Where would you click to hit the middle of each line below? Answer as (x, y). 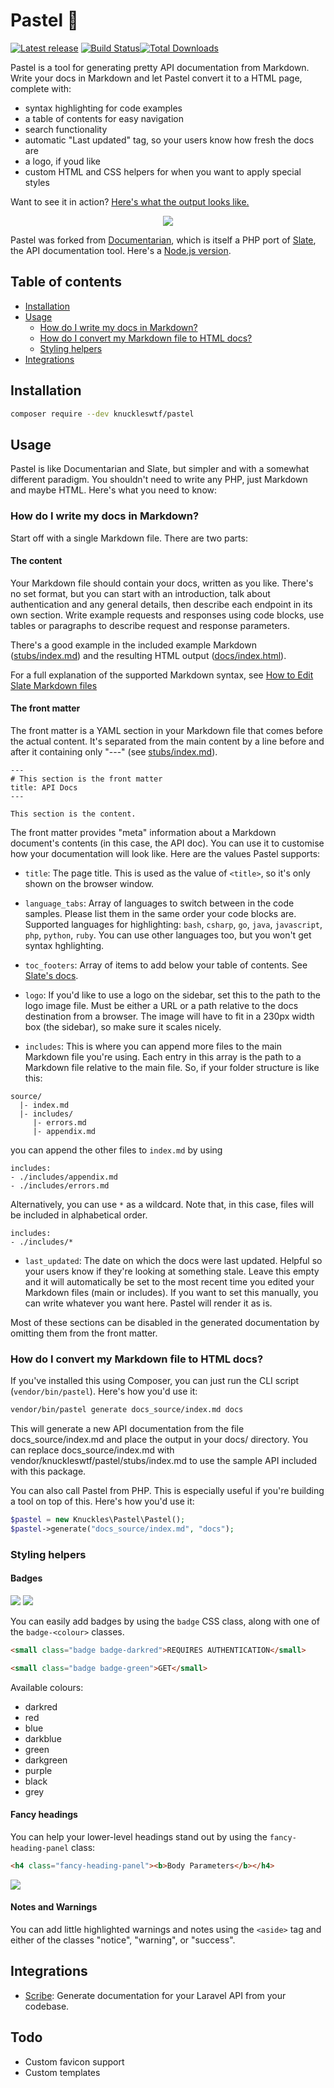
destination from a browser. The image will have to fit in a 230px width (169, 1016)
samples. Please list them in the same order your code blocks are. (160, 913)
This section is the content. (73, 814)
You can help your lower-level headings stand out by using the (139, 1836)
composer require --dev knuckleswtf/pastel (102, 414)
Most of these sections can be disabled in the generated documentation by (165, 1322)
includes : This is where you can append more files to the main (153, 1046)
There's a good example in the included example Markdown (133, 645)
